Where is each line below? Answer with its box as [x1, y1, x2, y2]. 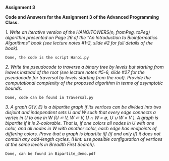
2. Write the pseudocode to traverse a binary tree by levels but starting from [5, 64, 164, 70]
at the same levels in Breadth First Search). [5, 141, 95, 147]
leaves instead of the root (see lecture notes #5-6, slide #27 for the [5, 69, 145, 75]
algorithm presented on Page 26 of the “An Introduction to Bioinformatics [5, 35, 158, 40]
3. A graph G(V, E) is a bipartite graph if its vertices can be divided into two [5, 104, 161, 110]
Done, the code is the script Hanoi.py [5, 55, 89, 60]
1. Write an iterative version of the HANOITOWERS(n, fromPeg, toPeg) [5, 29, 150, 35]
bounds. [5, 85, 23, 91]
